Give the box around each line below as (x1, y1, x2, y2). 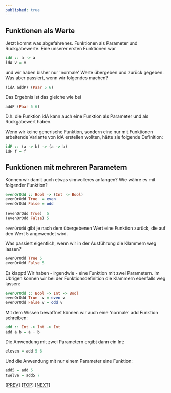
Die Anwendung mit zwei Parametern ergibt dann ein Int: (5, 339, 124, 345)
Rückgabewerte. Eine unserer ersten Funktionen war (5, 46, 116, 52)
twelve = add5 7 (5, 373, 40, 378)
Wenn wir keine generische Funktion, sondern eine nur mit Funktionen (5, 129, 153, 135)
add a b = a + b (5, 329, 40, 335)
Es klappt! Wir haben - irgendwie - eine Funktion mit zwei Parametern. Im (5, 270, 160, 276)
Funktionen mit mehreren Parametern (5, 163, 127, 172)
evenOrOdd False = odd (5, 201, 54, 206)
